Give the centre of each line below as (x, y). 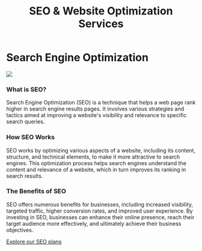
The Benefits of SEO (36, 192)
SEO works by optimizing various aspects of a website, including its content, (101, 150)
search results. (25, 176)
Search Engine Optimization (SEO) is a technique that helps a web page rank (101, 103)
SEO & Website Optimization (101, 11)
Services (101, 24)
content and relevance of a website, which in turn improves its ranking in (96, 169)
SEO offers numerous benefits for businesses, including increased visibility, (100, 204)
